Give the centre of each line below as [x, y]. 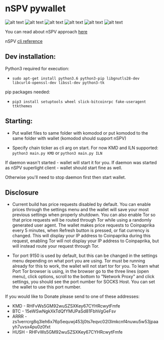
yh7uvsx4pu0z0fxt [31, 327]
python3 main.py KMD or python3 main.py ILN [57, 153]
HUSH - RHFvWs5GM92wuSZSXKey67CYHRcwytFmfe [67, 332]
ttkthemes [22, 106]
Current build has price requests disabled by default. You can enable [81, 204]
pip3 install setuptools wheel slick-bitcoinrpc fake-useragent [79, 102]
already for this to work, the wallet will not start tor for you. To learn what [85, 266]
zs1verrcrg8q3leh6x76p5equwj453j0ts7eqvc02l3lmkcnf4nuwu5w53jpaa [85, 322]
